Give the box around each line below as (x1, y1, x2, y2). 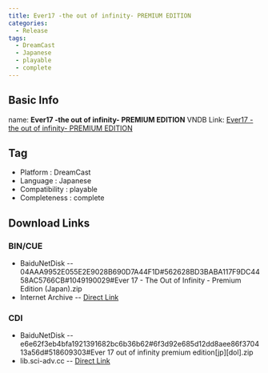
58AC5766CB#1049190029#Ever (19, 275, 130, 285)
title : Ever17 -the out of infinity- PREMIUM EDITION (8, 11, 192, 20)
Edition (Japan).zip (19, 284, 82, 294)
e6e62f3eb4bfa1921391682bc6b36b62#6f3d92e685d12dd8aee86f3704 (19, 339, 260, 349)
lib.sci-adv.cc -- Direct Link (19, 356, 110, 366)
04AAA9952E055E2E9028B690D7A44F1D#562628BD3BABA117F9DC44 (19, 267, 260, 277)
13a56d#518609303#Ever (19, 347, 106, 357)
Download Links (8, 216, 90, 230)
